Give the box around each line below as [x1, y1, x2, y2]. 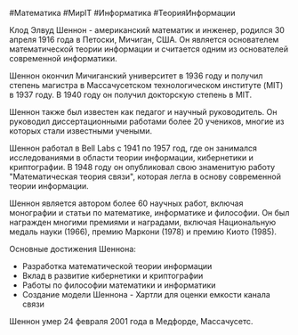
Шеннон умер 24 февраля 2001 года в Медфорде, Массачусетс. [9, 316, 254, 326]
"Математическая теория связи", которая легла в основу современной [9, 171, 282, 182]
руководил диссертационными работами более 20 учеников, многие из [9, 116, 285, 127]
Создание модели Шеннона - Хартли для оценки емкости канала [21, 290, 271, 299]
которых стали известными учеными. [9, 126, 153, 136]
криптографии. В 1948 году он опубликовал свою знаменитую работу [9, 162, 276, 172]
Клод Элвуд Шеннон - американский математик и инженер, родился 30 [9, 25, 285, 35]
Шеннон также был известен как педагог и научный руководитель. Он [9, 107, 278, 117]
